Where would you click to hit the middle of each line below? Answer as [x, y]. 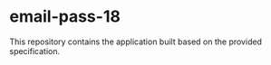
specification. [35, 51]
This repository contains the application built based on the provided [136, 42]
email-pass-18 [65, 17]
